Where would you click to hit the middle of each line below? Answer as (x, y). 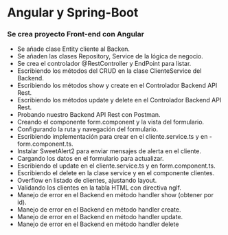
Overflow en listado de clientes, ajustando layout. (87, 181)
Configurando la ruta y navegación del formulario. (88, 129)
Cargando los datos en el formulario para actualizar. (90, 159)
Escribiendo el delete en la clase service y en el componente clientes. (116, 173)
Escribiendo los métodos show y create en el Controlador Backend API (117, 86)
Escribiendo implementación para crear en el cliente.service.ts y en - (115, 137)
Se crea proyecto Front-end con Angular (76, 34)
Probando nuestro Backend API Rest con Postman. (89, 115)
